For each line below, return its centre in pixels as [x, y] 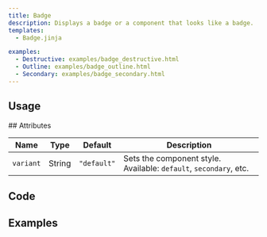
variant [27, 163]
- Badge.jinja [39, 38]
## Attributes [30, 125]
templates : [26, 30]
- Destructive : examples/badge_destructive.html [97, 59]
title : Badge [30, 15]
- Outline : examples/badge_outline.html [83, 67]
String [60, 163]
